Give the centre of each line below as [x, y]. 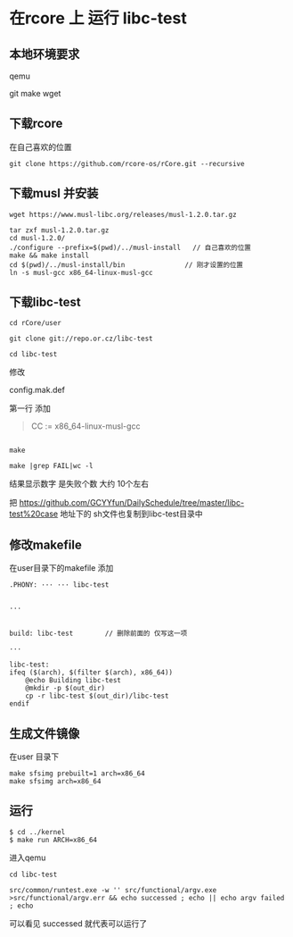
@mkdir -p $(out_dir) [65, 689]
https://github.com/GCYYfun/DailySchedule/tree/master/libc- [132, 503]
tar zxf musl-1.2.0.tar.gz [59, 230]
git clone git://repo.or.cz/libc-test [81, 339]
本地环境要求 [45, 54]
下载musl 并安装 [54, 193]
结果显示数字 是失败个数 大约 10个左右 [79, 484]
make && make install [49, 255]
